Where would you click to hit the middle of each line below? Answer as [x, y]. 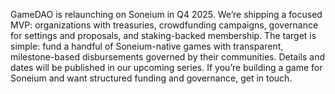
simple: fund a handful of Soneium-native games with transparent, [147, 46]
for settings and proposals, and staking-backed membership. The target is [163, 35]
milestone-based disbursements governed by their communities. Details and [167, 57]
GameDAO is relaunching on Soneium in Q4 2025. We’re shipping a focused [166, 14]
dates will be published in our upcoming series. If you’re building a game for [166, 67]
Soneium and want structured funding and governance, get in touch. [151, 78]
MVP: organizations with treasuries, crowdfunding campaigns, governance [164, 25]
